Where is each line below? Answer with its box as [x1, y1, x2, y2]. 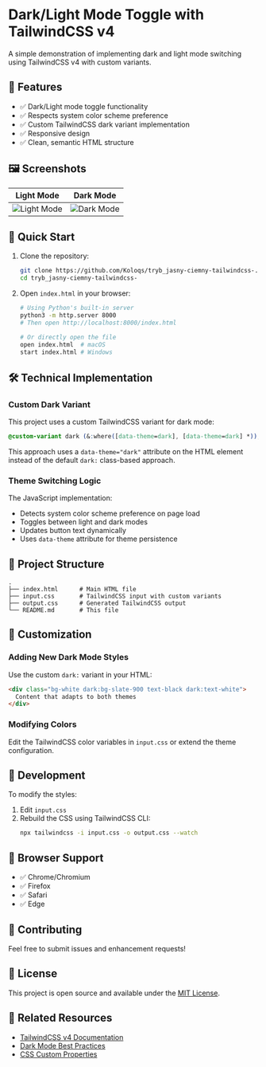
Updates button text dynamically [19, 526, 127, 535]
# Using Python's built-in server [19, 304, 134, 312]
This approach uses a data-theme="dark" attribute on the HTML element [8, 446, 244, 456]
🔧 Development [8, 769, 86, 783]
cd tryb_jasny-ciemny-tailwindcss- [19, 274, 138, 282]
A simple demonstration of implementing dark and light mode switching [8, 49, 242, 58]
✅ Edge [19, 899, 45, 909]
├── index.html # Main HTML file [8, 586, 137, 594]
